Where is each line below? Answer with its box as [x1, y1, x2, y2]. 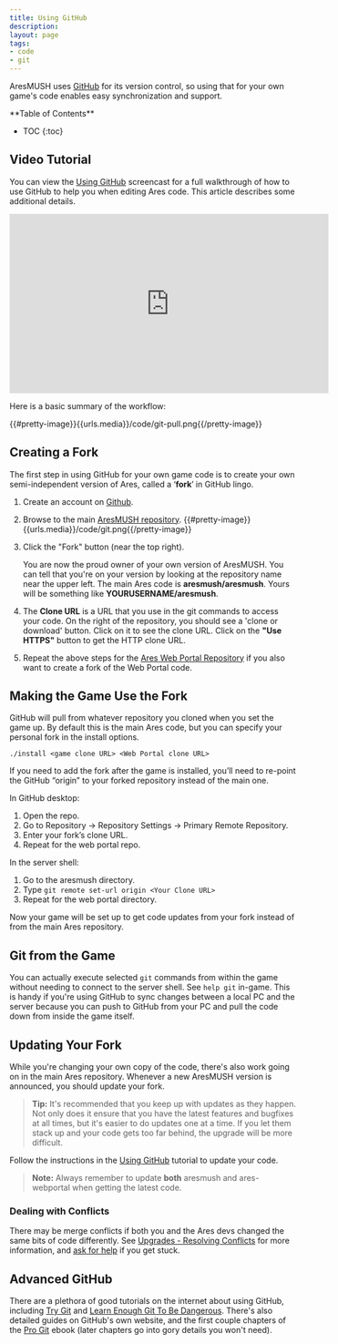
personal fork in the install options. [9, 732, 139, 743]
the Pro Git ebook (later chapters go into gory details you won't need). [9, 1325, 272, 1336]
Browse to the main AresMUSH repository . [22, 514, 182, 525]
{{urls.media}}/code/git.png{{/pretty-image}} [22, 523, 192, 534]
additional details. [9, 195, 76, 206]
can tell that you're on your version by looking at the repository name [22, 569, 282, 580]
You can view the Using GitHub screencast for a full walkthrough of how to [9, 176, 290, 187]
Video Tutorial [9, 152, 92, 168]
